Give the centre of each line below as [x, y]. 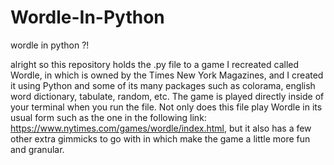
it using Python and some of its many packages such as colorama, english [163, 85]
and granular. [37, 149]
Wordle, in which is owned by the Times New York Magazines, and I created [167, 75]
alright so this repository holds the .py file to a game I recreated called [155, 64]
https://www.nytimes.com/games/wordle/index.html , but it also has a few [161, 128]
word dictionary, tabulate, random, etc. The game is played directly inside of [167, 96]
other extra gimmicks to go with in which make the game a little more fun [160, 138]
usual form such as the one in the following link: [108, 117]
